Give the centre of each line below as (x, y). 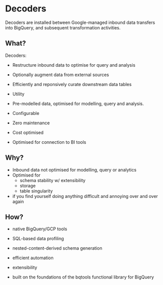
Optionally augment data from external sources (61, 75)
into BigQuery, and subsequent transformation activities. (63, 27)
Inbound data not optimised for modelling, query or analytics (74, 170)
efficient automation (33, 258)
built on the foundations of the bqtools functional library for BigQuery (83, 277)
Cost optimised (28, 132)
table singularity (36, 191)
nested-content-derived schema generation (57, 248)
